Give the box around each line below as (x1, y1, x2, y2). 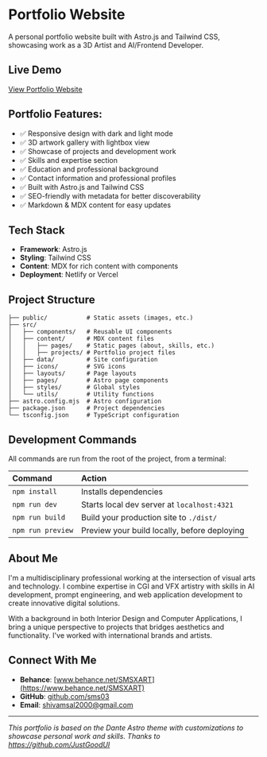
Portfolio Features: (8, 107, 103, 121)
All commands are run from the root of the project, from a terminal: (8, 454, 226, 463)
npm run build (12, 513, 66, 522)
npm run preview (12, 526, 74, 535)
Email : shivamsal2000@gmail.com (19, 700, 133, 709)
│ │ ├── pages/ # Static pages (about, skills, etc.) (8, 342, 215, 350)
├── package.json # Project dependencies (8, 404, 165, 412)
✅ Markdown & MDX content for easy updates (19, 200, 172, 210)
